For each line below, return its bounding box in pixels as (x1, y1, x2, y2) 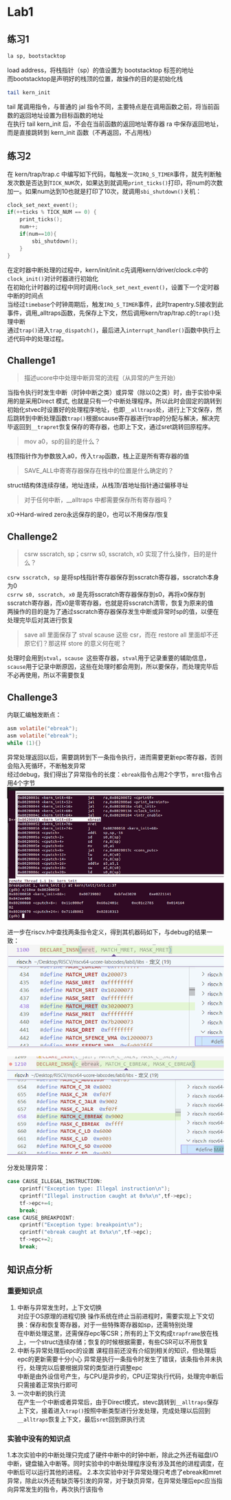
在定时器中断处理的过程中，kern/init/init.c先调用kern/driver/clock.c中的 (7, 265, 208, 274)
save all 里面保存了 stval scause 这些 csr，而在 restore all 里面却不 (23, 630, 213, 639)
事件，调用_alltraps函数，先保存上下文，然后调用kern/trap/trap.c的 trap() (7, 309, 214, 317)
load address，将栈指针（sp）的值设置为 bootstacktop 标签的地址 (7, 66, 194, 74)
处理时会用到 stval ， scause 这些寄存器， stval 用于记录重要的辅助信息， (7, 654, 210, 662)
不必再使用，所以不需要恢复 (7, 671, 86, 679)
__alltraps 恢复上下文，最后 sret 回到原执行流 (16, 1415, 146, 1423)
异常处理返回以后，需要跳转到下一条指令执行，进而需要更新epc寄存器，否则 (7, 753, 223, 761)
